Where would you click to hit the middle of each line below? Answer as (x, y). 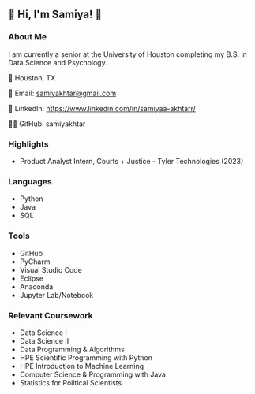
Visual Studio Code (51, 269)
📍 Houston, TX (32, 78)
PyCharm (35, 262)
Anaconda (36, 286)
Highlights (28, 144)
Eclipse (32, 278)
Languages (30, 181)
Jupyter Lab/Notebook (56, 295)
